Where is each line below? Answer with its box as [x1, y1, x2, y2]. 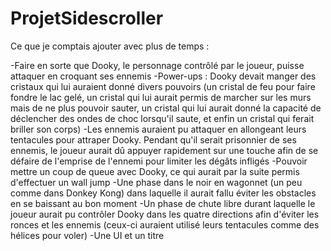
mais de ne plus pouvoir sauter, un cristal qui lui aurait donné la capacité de [10, 102, 322, 114]
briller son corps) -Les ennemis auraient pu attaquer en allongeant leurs [10, 123, 307, 135]
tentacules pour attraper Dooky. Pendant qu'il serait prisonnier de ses [10, 133, 297, 146]
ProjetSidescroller [10, 7, 164, 30]
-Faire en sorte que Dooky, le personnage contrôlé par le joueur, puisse [10, 59, 305, 71]
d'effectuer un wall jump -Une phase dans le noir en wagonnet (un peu [10, 176, 303, 188]
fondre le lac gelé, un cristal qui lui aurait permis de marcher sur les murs [10, 91, 312, 103]
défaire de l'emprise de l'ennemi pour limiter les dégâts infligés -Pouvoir [10, 155, 308, 167]
